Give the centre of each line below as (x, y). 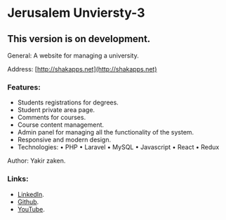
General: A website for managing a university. (73, 55)
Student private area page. (56, 110)
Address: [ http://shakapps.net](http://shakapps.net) (82, 69)
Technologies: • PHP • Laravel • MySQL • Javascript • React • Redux (118, 147)
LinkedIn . (31, 194)
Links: (18, 179)
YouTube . (31, 209)
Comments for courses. (52, 118)
